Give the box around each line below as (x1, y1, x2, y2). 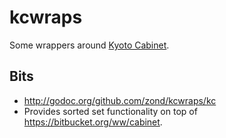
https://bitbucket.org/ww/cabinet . (23, 116, 163, 128)
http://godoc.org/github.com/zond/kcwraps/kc (23, 94, 217, 106)
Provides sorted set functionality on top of (23, 105, 198, 117)
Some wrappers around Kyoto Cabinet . (9, 39, 170, 51)
